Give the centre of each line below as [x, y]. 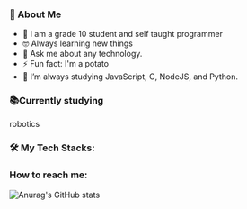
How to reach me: [49, 175]
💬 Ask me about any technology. [82, 54]
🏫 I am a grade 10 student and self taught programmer [122, 34]
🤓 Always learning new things [77, 43]
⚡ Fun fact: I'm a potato [66, 64]
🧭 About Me [35, 14]
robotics [25, 123]
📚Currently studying [57, 101]
